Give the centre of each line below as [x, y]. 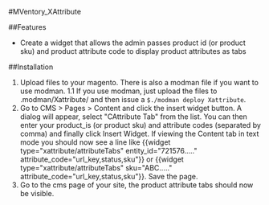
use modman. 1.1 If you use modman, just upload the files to [118, 91]
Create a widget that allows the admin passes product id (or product [133, 43]
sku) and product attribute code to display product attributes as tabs [133, 51]
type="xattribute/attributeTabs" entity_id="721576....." [109, 151]
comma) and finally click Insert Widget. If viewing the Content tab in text [139, 133]
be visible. [37, 193]
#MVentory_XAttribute [45, 12]
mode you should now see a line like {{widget [95, 142]
